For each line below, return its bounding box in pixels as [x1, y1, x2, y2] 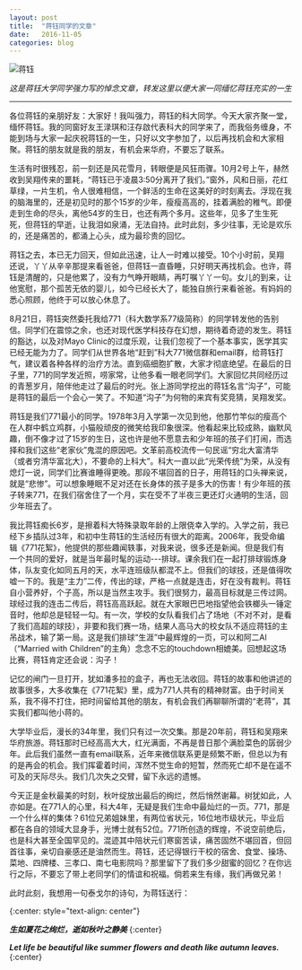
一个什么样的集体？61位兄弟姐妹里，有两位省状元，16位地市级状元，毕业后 [9, 813, 285, 824]
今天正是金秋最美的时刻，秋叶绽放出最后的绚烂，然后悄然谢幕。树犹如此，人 [9, 791, 292, 801]
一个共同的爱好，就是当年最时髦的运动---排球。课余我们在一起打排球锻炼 [9, 554, 280, 564]
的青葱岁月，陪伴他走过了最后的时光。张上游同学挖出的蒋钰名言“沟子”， [9, 380, 276, 391]
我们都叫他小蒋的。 [16, 707, 88, 718]
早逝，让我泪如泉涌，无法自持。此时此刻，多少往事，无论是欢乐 [56, 219, 292, 230]
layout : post [9, 13, 58, 22]
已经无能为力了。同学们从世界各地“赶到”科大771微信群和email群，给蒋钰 [9, 347, 276, 358]
